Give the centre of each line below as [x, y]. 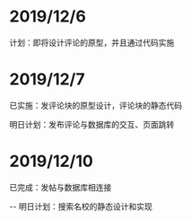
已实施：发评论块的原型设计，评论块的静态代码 [95, 105]
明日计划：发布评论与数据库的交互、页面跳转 [92, 124]
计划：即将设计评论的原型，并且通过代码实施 [92, 42]
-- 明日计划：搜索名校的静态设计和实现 [81, 206]
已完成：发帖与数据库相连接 [61, 187]
